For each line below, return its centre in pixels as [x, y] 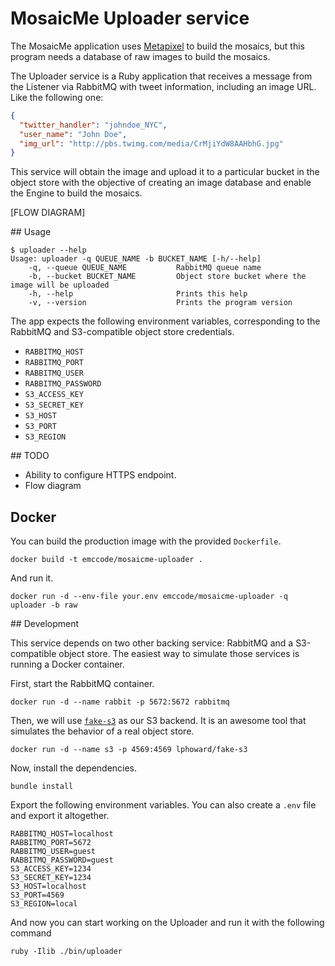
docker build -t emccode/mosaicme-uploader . [106, 560]
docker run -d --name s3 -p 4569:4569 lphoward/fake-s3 [129, 750]
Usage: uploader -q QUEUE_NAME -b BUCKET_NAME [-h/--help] [136, 259]
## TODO [30, 456]
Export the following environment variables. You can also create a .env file [163, 805]
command [31, 933]
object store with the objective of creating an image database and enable [161, 183]
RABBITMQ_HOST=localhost [62, 834]
